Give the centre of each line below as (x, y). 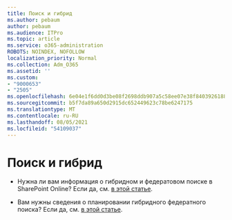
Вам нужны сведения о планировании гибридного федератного (112, 202)
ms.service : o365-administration (55, 45)
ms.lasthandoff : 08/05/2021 (48, 122)
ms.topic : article (33, 39)
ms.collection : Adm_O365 (43, 65)
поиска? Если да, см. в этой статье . (70, 210)
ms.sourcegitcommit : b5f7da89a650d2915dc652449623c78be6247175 (100, 103)
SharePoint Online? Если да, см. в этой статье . (85, 189)
